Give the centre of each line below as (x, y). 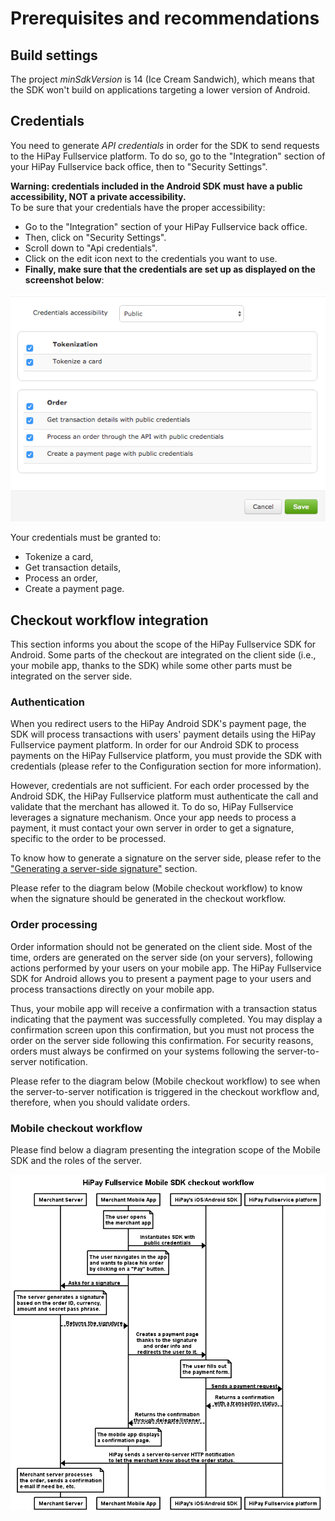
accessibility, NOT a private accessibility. (98, 196)
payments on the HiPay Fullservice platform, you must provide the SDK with (166, 756)
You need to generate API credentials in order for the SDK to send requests (165, 145)
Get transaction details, (73, 568)
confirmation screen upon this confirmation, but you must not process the (162, 1029)
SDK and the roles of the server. (76, 1160)
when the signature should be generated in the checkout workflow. (148, 899)
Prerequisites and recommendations (165, 18)
